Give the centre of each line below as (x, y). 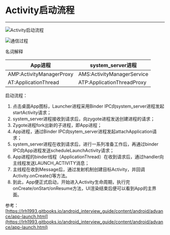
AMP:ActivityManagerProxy (41, 74)
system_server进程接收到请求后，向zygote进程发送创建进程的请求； (84, 119)
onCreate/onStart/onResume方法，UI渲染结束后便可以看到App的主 (82, 188)
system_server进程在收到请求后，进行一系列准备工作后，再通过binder (86, 144)
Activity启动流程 (40, 10)
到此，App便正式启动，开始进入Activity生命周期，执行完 (71, 182)
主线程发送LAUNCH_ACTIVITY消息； (51, 163)
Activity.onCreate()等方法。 (41, 175)
